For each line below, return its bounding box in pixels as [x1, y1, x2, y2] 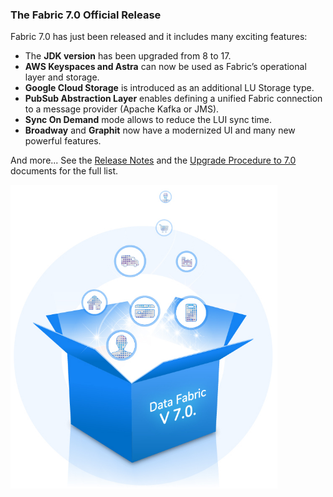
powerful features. [24, 135, 102, 147]
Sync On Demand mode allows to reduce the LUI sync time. [24, 114, 273, 126]
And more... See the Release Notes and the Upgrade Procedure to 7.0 [10, 154, 297, 167]
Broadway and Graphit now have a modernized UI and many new [24, 124, 296, 137]
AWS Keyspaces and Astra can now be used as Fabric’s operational [24, 61, 307, 73]
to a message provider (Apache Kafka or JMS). [24, 103, 220, 115]
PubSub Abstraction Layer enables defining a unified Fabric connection [24, 93, 323, 105]
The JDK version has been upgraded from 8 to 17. [24, 50, 232, 62]
